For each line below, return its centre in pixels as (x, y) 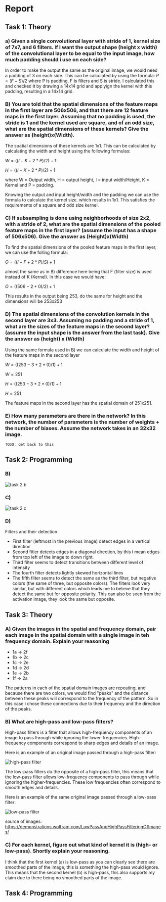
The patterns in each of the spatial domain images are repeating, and (75, 688)
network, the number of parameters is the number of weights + (82, 422)
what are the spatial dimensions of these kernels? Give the (77, 129)
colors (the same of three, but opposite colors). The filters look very (81, 583)
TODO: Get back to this (30, 445)
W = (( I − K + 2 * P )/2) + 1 (31, 161)
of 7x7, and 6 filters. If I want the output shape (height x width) (81, 47)
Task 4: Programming (39, 893)
